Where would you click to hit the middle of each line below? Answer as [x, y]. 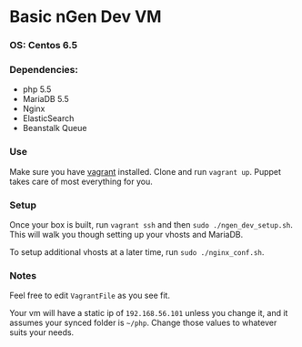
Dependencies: [44, 70]
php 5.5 [37, 89]
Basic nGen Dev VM [86, 17]
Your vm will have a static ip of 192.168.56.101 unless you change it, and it [149, 313]
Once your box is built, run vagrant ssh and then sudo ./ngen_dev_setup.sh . [151, 225]
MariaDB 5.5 [46, 99]
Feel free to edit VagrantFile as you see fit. [90, 296]
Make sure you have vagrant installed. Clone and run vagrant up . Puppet [146, 171]
